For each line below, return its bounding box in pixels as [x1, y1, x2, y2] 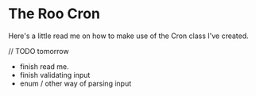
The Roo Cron [8, 5, 101, 23]
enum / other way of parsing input [19, 79, 132, 88]
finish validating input [19, 70, 91, 79]
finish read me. [19, 61, 69, 71]
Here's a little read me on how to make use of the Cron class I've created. [8, 31, 249, 40]
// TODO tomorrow [8, 46, 69, 56]
